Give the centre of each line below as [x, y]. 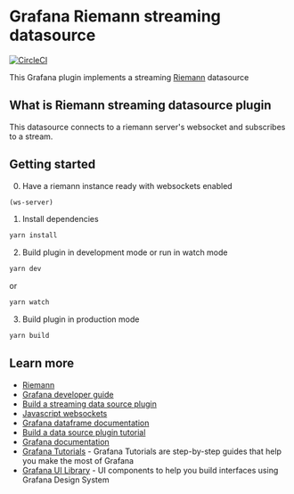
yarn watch [29, 302]
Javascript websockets [65, 413]
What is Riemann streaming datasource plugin [140, 106]
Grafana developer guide [68, 394]
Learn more [42, 363]
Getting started [53, 165]
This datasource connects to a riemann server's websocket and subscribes [147, 127]
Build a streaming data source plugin [90, 404]
